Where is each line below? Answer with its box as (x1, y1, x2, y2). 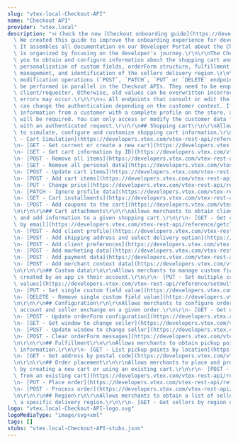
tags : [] (7, 418, 33, 425)
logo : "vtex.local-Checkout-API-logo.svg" (7, 405, 135, 413)
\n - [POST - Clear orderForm (13, 333, 100, 340)
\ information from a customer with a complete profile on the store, (13, 109, 227, 116)
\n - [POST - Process (13, 385, 74, 393)
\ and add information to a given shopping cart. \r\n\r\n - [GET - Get (13, 214, 227, 221)
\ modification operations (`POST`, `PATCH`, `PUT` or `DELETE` (13, 76, 208, 84)
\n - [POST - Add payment (13, 254, 87, 261)
